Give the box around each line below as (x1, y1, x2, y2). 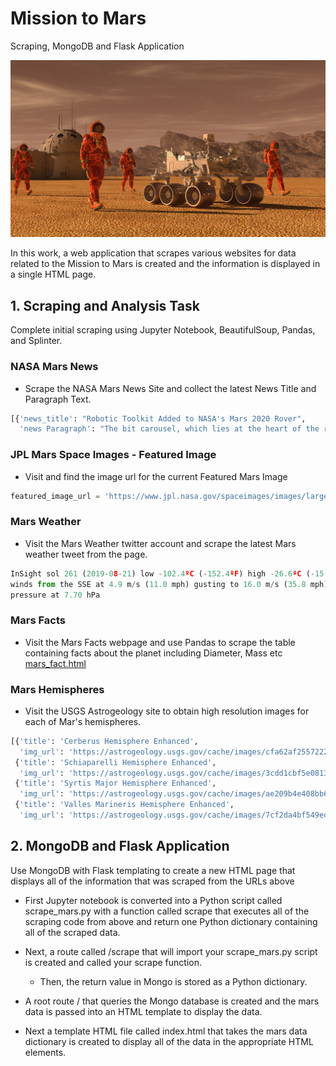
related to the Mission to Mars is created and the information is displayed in (10, 258, 321, 270)
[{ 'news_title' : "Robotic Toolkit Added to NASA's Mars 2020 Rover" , (10, 413, 307, 424)
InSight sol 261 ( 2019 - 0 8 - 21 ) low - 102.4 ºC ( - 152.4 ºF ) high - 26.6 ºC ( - (10, 568, 316, 579)
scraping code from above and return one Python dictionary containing (24, 915, 318, 927)
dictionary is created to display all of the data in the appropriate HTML (24, 1035, 314, 1047)
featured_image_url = (10, 491, 101, 501)
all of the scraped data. (24, 926, 121, 938)
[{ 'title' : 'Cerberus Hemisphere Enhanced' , (10, 736, 199, 746)
